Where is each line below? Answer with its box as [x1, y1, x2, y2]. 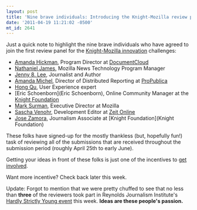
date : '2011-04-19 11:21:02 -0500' [6, 19, 93, 25]
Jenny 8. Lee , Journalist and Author [14, 71, 101, 78]
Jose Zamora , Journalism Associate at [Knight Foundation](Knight [14, 115, 174, 122]
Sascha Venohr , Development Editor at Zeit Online [14, 109, 135, 116]
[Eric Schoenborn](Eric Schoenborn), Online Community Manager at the [14, 90, 189, 97]
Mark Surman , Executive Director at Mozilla [14, 102, 120, 109]
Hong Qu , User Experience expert [14, 83, 97, 91]
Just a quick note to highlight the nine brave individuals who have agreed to [6, 41, 189, 48]
